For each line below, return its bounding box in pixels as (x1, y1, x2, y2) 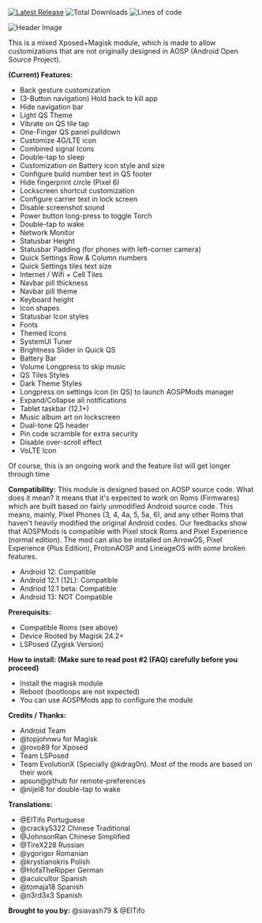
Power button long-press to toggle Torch (19, 211, 152, 220)
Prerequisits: (8, 607, 51, 617)
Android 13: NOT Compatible (19, 592, 113, 601)
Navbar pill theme (19, 286, 77, 296)
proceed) (8, 663, 39, 672)
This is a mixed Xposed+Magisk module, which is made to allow (8, 38, 216, 47)
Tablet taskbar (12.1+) (19, 404, 89, 413)
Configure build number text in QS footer (19, 170, 152, 178)
